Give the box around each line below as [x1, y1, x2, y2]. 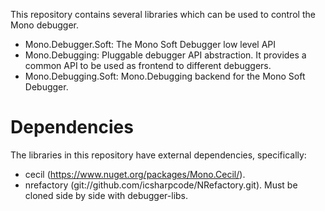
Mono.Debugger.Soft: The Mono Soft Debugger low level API [24, 39, 277, 50]
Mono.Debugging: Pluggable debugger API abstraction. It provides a [24, 49, 307, 61]
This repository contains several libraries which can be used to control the [10, 9, 316, 20]
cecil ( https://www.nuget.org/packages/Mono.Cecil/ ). [24, 168, 246, 180]
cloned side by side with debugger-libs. [24, 189, 189, 201]
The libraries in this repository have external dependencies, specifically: [10, 149, 307, 161]
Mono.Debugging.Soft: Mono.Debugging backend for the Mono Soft [24, 70, 306, 82]
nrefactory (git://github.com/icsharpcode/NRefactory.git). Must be [24, 179, 298, 191]
